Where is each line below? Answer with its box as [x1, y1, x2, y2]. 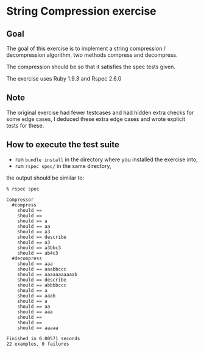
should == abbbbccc [17, 282, 67, 288]
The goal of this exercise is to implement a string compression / [6, 45, 166, 52]
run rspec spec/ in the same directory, [15, 162, 111, 169]
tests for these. [6, 122, 44, 129]
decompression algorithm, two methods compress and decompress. [6, 51, 178, 59]
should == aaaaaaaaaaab [17, 271, 78, 277]
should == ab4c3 [17, 250, 59, 256]
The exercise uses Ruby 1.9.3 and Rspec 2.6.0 [6, 75, 122, 82]
